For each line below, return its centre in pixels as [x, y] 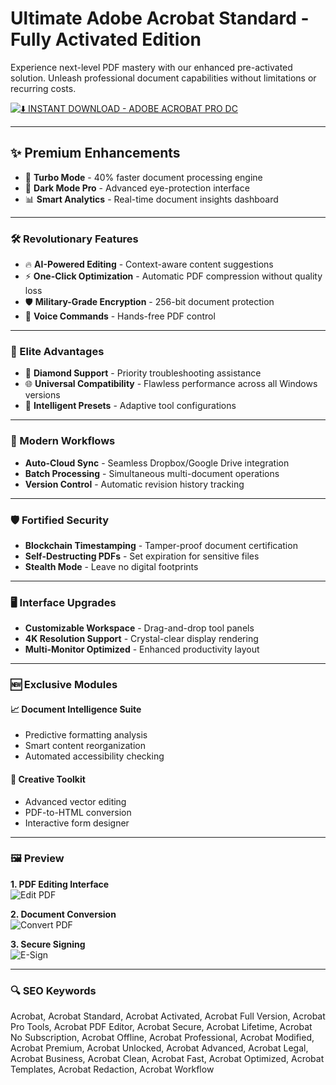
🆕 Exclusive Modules [64, 685]
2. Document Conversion [63, 914]
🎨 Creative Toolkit [48, 779]
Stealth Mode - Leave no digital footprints [111, 566]
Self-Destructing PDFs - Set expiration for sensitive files [142, 556]
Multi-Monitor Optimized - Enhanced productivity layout [142, 649]
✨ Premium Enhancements [95, 153]
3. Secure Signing [48, 944]
